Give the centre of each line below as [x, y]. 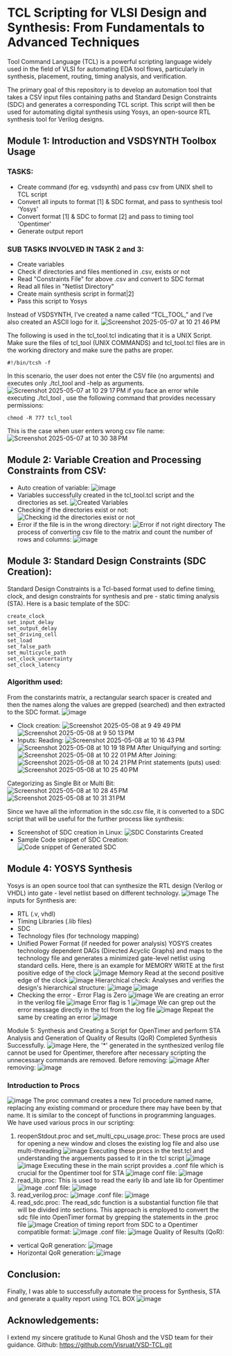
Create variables [41, 264]
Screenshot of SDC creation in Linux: [70, 832]
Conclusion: [34, 1274]
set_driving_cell [32, 634]
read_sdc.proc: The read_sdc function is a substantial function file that [118, 1202]
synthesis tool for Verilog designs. [56, 119]
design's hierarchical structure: [62, 987]
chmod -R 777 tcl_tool [40, 418]
